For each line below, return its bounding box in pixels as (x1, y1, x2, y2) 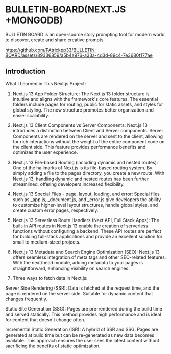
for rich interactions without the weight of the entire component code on (12, 138, 165, 144)
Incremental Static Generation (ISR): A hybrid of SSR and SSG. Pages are (5, 326, 158, 333)
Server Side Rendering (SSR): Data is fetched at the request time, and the (5, 285, 160, 291)
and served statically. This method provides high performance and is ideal (5, 311, 161, 317)
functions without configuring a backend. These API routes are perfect (12, 228, 162, 234)
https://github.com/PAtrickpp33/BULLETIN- (5, 47, 97, 53)
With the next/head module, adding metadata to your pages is (12, 259, 143, 265)
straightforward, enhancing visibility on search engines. (12, 265, 130, 271)
